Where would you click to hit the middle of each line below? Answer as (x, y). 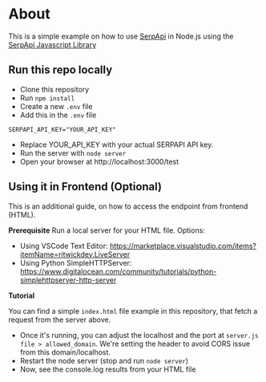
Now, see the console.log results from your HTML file (108, 369)
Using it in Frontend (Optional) (85, 187)
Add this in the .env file (58, 115)
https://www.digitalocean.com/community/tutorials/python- (118, 271)
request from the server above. (60, 319)
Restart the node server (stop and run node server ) (104, 360)
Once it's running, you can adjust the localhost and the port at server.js (139, 335)
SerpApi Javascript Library (52, 44)
